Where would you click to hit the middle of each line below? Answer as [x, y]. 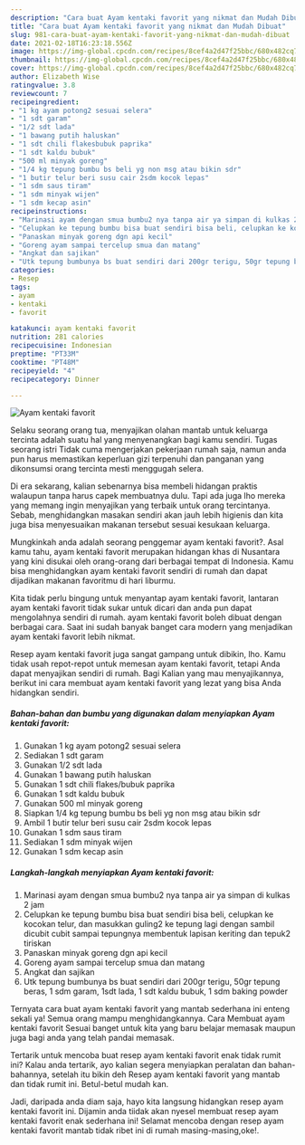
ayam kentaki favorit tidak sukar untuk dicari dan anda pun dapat [131, 608]
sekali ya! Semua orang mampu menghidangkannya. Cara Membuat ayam [148, 1018]
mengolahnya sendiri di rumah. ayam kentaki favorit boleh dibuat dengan [146, 617]
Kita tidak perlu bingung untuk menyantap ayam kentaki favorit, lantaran [144, 598]
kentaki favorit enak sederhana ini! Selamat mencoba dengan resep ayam [147, 1121]
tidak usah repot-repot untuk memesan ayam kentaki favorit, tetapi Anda [145, 664]
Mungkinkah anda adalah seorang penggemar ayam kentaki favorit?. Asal [147, 542]
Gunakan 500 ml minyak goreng [83, 804]
